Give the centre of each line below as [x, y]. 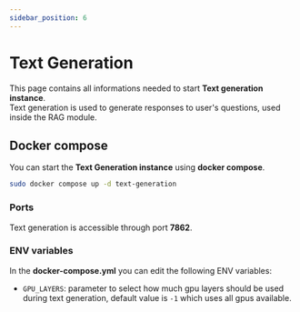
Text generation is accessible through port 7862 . [101, 227]
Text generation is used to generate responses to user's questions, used [145, 107]
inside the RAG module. [53, 117]
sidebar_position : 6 [49, 18]
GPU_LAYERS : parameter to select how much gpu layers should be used [153, 288]
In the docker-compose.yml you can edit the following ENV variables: [141, 270]
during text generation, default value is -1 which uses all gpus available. [157, 297]
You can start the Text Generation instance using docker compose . [137, 167]
